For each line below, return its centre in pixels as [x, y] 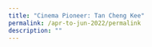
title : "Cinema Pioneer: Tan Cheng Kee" [77, 16]
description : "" [35, 30]
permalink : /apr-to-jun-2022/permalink [75, 23]
